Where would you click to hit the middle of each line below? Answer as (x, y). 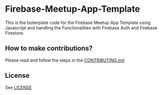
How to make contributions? (49, 48)
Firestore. (15, 33)
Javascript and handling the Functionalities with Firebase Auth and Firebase (81, 27)
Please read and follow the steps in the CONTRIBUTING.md (65, 60)
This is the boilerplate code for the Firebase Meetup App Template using (78, 23)
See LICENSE (19, 87)
